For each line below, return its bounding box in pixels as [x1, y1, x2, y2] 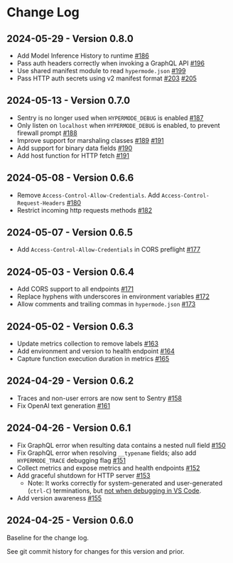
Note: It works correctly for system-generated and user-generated [27, 478, 223, 487]
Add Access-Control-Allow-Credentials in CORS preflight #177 [16, 245, 200, 254]
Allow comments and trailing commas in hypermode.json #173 [16, 300, 196, 309]
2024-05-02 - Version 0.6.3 [6, 321, 134, 333]
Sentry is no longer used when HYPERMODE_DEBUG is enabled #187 [16, 113, 204, 122]
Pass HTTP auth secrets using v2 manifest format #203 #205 [16, 74, 197, 82]
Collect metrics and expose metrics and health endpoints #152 [16, 463, 200, 472]
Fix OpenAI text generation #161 [16, 401, 111, 409]
